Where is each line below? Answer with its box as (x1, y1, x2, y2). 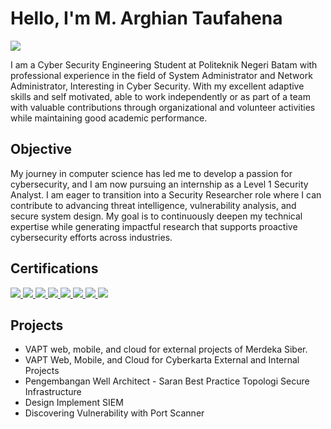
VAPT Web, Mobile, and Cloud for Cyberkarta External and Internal (24, 354, 300, 366)
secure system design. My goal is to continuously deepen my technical (10, 210, 303, 222)
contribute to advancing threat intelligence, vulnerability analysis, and (10, 199, 297, 211)
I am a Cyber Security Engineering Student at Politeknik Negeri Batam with (10, 58, 318, 71)
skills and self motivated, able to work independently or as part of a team (10, 90, 311, 102)
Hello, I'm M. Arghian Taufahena (10, 7, 283, 30)
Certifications (10, 260, 99, 277)
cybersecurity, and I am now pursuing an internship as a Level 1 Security (10, 178, 309, 190)
